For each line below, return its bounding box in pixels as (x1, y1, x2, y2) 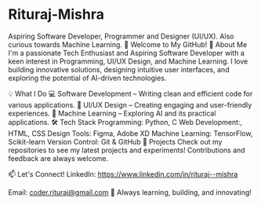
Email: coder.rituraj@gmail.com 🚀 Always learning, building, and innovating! (8, 187, 252, 197)
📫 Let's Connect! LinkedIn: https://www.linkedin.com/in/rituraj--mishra (8, 169, 238, 178)
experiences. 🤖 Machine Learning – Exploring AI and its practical (8, 108, 216, 118)
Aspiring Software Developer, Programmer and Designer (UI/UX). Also (8, 31, 234, 41)
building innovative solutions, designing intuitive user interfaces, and (8, 64, 230, 74)
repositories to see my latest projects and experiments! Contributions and (8, 145, 245, 155)
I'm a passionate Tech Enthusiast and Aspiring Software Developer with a (8, 48, 245, 57)
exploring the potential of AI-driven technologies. (8, 73, 167, 82)
